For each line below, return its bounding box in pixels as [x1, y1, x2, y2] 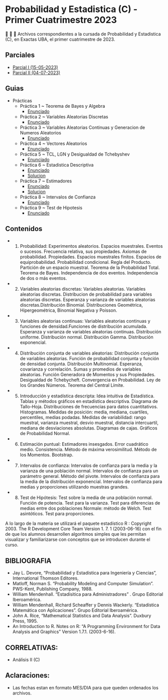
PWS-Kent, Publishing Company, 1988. [12, 586, 93, 592]
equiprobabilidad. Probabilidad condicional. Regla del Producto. [20, 259, 151, 265]
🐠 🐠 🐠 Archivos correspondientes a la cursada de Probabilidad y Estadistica [5, 31, 161, 37]
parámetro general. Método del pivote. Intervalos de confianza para [20, 473, 160, 479]
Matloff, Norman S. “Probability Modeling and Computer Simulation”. [12, 581, 154, 587]
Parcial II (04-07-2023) [12, 69, 61, 76]
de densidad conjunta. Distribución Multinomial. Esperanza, [20, 361, 143, 367]
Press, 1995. [12, 618, 38, 624]
